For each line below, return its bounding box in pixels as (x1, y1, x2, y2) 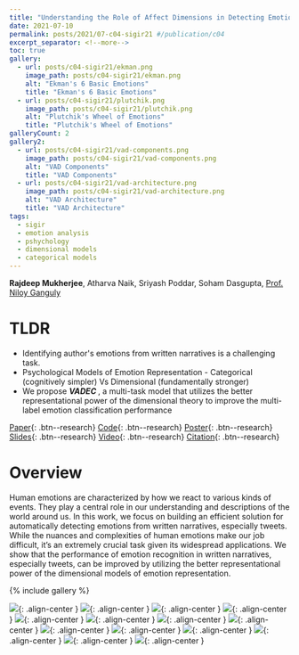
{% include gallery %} (9, 585, 91, 595)
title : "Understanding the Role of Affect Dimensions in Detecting (9, 12, 265, 22)
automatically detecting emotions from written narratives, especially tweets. (9, 520, 287, 531)
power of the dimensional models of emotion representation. (9, 568, 231, 578)
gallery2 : (9, 137, 46, 146)
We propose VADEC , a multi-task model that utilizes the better (21, 385, 254, 397)
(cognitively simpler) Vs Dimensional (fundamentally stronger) (21, 376, 249, 387)
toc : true (9, 46, 46, 55)
